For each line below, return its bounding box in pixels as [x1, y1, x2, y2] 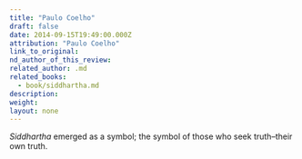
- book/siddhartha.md [17, 81, 100, 90]
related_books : [9, 73, 67, 82]
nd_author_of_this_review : [9, 55, 112, 65]
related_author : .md [9, 65, 88, 74]
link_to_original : [9, 47, 79, 56]
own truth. [9, 141, 48, 152]
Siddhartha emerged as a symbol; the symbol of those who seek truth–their [9, 131, 293, 142]
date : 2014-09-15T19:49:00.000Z [9, 30, 132, 39]
